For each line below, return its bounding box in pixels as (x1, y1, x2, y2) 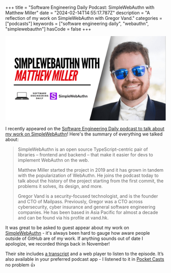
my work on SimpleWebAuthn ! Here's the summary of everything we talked (5, 131, 163, 137)
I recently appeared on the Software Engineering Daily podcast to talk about (5, 125, 164, 131)
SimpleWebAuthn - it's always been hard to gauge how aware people (5, 230, 150, 236)
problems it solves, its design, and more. (17, 183, 103, 189)
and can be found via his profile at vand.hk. (17, 214, 109, 221)
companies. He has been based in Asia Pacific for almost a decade (17, 209, 158, 215)
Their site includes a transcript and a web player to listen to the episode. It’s (5, 251, 164, 257)
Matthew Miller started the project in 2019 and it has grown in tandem (17, 167, 164, 173)
